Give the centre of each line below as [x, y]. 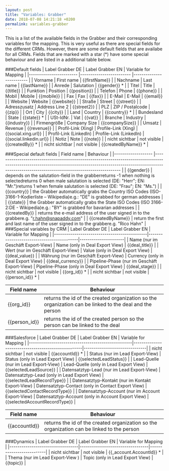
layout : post [19, 10]
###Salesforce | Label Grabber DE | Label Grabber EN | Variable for [75, 338]
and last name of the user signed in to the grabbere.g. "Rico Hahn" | [76, 224]
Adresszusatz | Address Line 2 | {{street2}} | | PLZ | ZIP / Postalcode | [78, 107]
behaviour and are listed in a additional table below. [58, 60]
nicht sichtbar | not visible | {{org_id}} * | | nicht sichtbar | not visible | [77, 272]
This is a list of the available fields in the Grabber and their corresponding [81, 38]
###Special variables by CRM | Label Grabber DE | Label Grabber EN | [78, 229]
